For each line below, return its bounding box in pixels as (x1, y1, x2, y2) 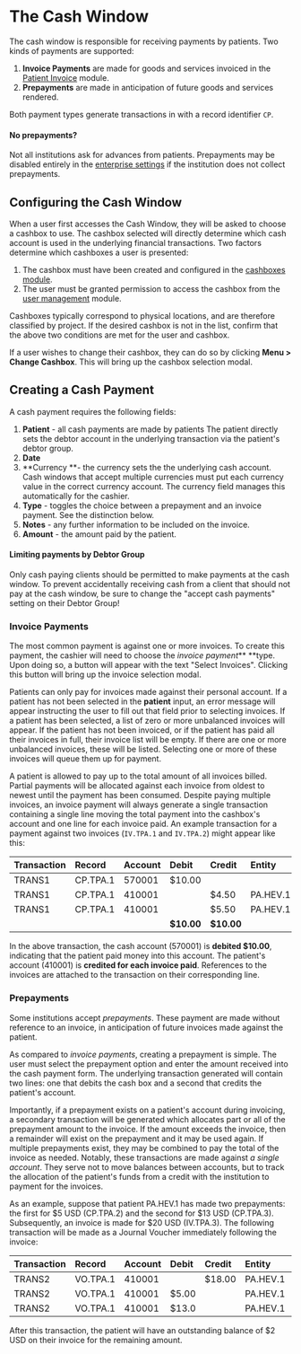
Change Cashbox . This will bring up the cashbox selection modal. (9, 356, 254, 367)
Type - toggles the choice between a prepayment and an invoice (21, 500, 262, 511)
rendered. (21, 92, 59, 102)
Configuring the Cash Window (9, 195, 182, 210)
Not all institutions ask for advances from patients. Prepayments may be (9, 150, 275, 161)
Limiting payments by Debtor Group (9, 550, 145, 560)
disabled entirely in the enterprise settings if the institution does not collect (9, 159, 286, 170)
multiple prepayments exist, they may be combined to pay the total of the (9, 1142, 279, 1153)
